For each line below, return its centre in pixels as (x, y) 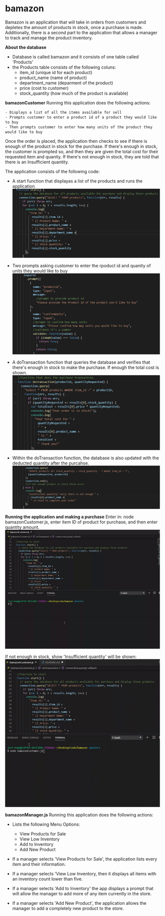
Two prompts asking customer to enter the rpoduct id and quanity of (82, 265)
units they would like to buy (40, 271)
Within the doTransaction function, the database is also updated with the (85, 458)
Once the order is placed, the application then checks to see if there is (76, 141)
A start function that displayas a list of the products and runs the (77, 181)
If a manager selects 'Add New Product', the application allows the (79, 903)
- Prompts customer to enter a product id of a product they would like (81, 117)
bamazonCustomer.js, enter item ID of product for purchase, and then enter (82, 522)
